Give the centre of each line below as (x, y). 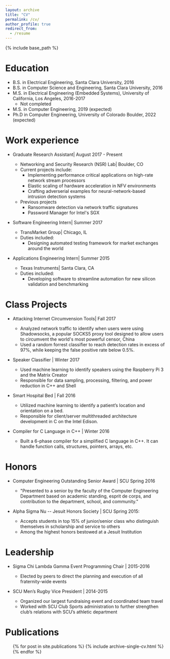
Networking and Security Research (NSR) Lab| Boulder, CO (82, 164)
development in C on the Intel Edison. (59, 421)
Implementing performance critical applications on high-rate (90, 175)
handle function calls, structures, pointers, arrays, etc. (76, 446)
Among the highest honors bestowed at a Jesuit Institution (81, 531)
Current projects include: (46, 170)
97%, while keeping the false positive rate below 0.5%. (77, 350)
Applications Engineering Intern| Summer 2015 (61, 258)
